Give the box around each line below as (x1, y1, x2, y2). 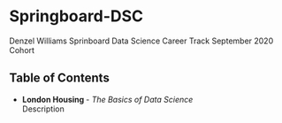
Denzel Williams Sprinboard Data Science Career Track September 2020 (9, 35, 274, 46)
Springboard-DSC (9, 6, 144, 27)
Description (21, 104, 65, 114)
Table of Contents (9, 71, 111, 86)
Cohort (9, 44, 35, 55)
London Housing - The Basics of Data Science (21, 94, 194, 104)
